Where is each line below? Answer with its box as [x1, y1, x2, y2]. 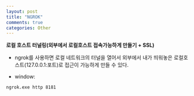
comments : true [6, 19, 43, 25]
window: [14, 73, 36, 80]
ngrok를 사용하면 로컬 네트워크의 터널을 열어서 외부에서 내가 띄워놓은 [14, 54, 173, 61]
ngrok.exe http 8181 [6, 84, 57, 91]
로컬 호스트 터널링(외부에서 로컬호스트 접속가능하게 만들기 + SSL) [6, 42, 155, 49]
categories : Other [6, 25, 51, 31]
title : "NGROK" [6, 14, 43, 20]
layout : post [6, 8, 38, 15]
